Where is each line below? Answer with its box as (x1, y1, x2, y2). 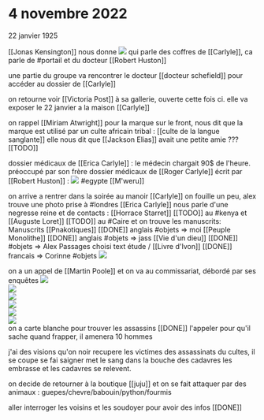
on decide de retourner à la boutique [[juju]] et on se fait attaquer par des (8, 379, 247, 388)
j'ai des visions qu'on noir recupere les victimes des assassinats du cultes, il (8, 347, 255, 356)
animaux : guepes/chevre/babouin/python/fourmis (8, 387, 172, 396)
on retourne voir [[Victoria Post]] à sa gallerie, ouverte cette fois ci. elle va (8, 94, 248, 103)
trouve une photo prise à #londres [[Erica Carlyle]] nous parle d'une (8, 199, 229, 209)
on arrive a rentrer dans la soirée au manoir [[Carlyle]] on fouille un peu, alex (8, 191, 257, 201)
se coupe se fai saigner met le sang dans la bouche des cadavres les (8, 355, 232, 365)
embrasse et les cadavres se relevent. (8, 363, 132, 373)
